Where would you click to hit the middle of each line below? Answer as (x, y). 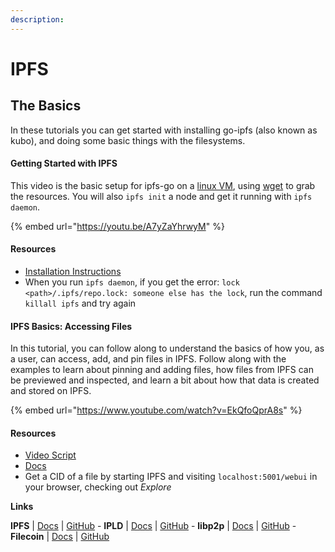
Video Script (50, 455)
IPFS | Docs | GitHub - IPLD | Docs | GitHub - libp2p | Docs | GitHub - (153, 526)
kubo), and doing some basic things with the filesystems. (128, 140)
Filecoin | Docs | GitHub (60, 537)
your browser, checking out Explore (98, 487)
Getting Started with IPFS (64, 163)
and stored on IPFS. (51, 391)
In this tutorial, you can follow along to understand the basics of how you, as (167, 348)
